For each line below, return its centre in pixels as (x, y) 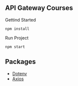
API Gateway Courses (39, 8)
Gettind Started (21, 20)
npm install (17, 29)
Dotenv (19, 73)
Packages (20, 62)
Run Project (17, 38)
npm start (15, 47)
